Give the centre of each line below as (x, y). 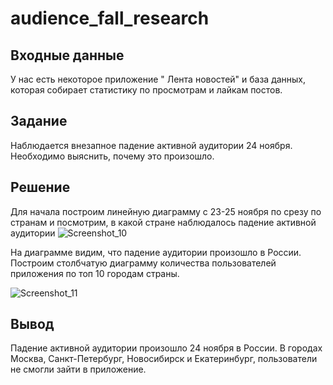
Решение (40, 187)
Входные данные (67, 55)
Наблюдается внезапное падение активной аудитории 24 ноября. (151, 145)
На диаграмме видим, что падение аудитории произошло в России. (156, 252)
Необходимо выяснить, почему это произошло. (112, 156)
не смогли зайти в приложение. (78, 369)
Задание (39, 121)
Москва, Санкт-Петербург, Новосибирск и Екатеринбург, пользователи (164, 359)
